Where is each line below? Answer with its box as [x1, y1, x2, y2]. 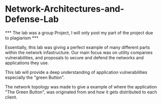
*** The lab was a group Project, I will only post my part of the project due [5, 30, 153, 35]
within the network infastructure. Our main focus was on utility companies [5, 50, 153, 55]
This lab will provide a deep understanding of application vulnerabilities [5, 69, 147, 75]
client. [5, 94, 17, 100]
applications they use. [5, 60, 49, 66]
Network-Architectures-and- [5, 3, 125, 15]
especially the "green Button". [5, 74, 65, 80]
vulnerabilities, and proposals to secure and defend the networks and [5, 54, 144, 60]
